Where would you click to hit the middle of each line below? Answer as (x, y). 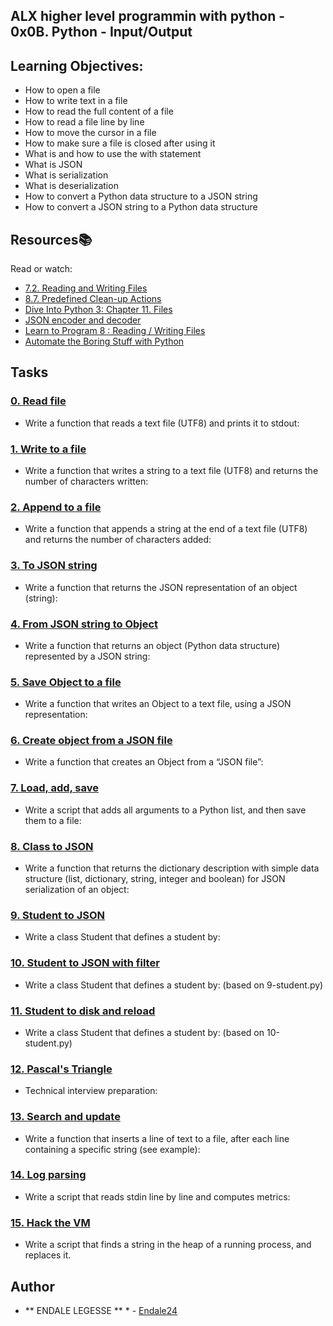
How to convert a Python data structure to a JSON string (141, 196)
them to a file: (53, 820)
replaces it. (48, 1255)
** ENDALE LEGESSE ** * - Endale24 (101, 1310)
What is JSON (53, 165)
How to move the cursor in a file (90, 133)
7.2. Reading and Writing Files (86, 288)
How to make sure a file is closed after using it (120, 143)
